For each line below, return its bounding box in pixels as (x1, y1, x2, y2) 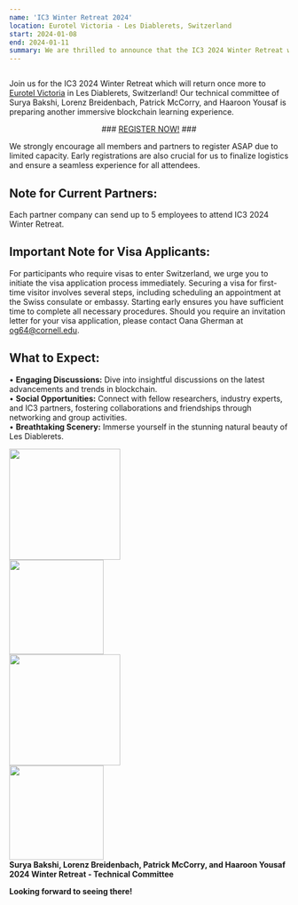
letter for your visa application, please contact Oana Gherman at (9, 315, 244, 325)
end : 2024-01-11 (9, 37, 69, 47)
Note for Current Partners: (9, 186, 158, 201)
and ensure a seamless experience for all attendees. (9, 160, 200, 171)
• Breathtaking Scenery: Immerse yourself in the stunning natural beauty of (9, 421, 288, 432)
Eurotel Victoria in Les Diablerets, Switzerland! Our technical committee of (9, 88, 279, 99)
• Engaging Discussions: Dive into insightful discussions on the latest (9, 374, 265, 385)
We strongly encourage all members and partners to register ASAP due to (9, 141, 278, 152)
